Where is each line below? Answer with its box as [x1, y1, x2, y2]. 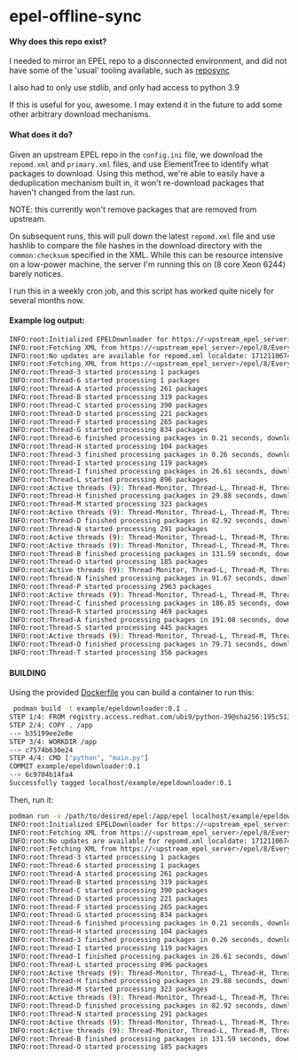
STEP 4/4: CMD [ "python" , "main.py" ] [9, 754, 149, 763]
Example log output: [9, 315, 86, 326]
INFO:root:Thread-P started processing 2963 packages [9, 583, 213, 592]
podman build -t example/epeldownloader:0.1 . [12, 704, 189, 713]
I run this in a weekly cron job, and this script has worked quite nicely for [9, 286, 275, 296]
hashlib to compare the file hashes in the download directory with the [9, 239, 263, 250]
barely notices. [9, 268, 64, 279]
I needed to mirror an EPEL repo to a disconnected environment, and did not [9, 56, 287, 67]
